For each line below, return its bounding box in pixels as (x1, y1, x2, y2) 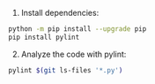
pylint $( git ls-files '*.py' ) (8, 65, 123, 74)
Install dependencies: (20, 8, 100, 18)
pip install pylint (8, 33, 80, 42)
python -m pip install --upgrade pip (8, 25, 147, 34)
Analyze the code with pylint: (20, 49, 127, 59)
